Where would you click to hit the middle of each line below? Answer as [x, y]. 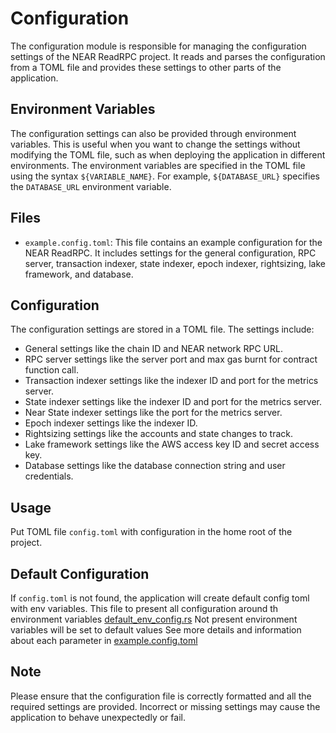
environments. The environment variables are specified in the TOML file [158, 165]
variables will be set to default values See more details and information [156, 630]
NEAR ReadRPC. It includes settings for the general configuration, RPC [170, 253]
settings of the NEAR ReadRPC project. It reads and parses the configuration [168, 56]
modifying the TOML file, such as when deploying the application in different [168, 154]
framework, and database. [79, 274]
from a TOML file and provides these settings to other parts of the [146, 67]
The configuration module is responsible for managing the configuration [158, 46]
